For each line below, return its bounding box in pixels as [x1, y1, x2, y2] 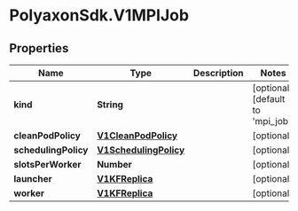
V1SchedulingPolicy [97, 144, 185, 156]
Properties [9, 41, 69, 56]
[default [252, 93, 286, 105]
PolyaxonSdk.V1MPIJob [9, 5, 189, 26]
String [97, 98, 124, 111]
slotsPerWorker [13, 159, 82, 170]
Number [97, 159, 133, 170]
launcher [13, 173, 52, 184]
